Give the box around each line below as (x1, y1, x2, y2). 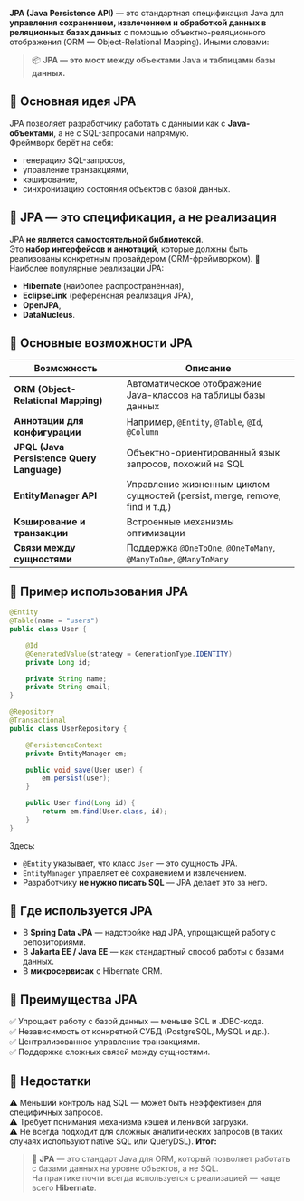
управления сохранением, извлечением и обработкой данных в (9, 17, 267, 28)
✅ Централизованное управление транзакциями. (9, 1036, 201, 1047)
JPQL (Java (14, 441, 65, 454)
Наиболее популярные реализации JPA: (9, 263, 165, 274)
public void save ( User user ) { (25, 765, 144, 774)
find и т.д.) (126, 501, 172, 514)
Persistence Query (14, 452, 97, 465)
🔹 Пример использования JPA (9, 583, 188, 599)
